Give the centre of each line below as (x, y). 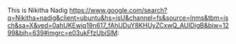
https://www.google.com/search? (118, 10)
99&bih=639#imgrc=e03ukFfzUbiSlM (63, 33)
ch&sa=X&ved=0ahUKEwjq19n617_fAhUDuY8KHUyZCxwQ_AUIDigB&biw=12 (118, 25)
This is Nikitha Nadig (38, 10)
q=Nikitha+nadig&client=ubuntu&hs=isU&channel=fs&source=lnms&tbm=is (118, 18)
